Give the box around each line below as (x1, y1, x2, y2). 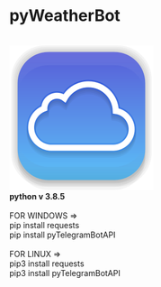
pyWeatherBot (9, 5, 121, 26)
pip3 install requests (9, 258, 85, 269)
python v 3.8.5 (9, 190, 66, 201)
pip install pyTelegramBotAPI (9, 229, 116, 240)
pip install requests (9, 219, 80, 230)
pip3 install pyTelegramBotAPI (9, 267, 121, 278)
